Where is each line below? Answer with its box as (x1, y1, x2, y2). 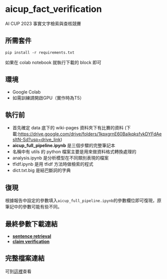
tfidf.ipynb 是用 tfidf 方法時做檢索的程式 (12, 161, 94, 167)
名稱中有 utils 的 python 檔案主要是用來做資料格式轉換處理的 (12, 149, 137, 155)
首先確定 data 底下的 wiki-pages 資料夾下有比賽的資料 (12, 125, 124, 131)
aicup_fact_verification (5, 3, 102, 15)
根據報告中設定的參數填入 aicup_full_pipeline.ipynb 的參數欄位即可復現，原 (5, 197, 162, 203)
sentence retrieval (12, 233, 51, 239)
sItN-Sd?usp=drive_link (12, 137, 61, 143)
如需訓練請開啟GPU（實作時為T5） (12, 94, 84, 100)
